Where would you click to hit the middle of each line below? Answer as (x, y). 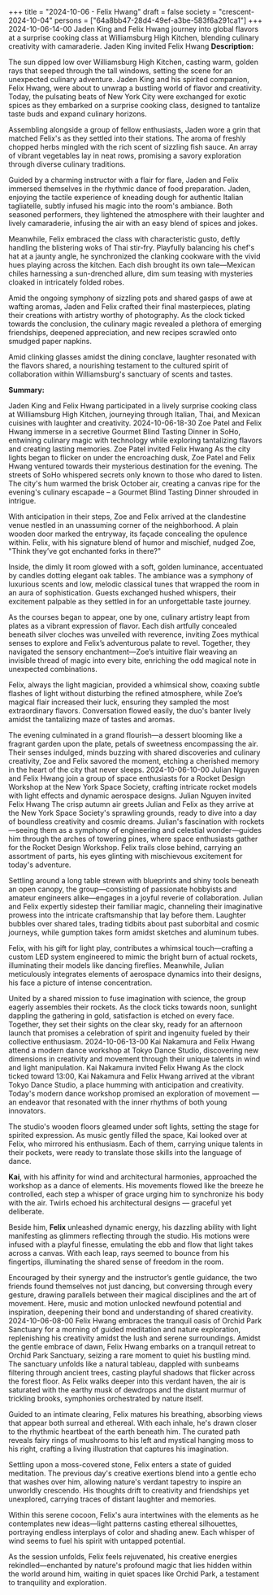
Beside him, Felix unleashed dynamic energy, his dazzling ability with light (133, 1227)
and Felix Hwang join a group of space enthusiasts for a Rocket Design (127, 778)
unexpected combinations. (53, 669)
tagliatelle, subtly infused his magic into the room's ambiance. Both (121, 206)
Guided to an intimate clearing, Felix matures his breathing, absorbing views (135, 1414)
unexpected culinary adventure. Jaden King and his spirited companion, (129, 79)
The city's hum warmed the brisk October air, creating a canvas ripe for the (134, 484)
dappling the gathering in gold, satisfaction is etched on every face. (121, 1015)
